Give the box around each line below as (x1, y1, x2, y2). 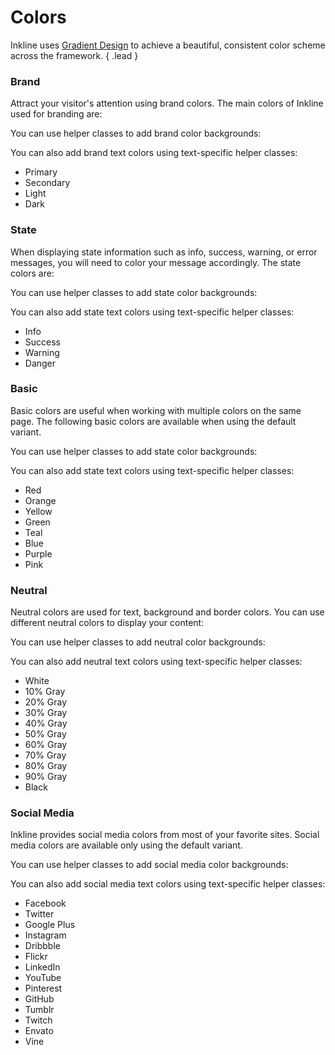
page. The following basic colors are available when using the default (10, 415, 297, 427)
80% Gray (24, 760, 68, 772)
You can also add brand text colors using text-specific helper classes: (10, 147, 298, 159)
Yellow (24, 505, 53, 517)
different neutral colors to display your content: (10, 617, 205, 629)
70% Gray (24, 749, 67, 761)
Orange (24, 494, 57, 506)
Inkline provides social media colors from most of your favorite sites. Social (10, 829, 320, 841)
